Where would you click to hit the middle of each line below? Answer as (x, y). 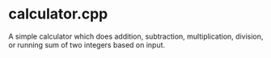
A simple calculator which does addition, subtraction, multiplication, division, (136, 36)
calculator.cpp (58, 14)
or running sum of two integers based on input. (87, 44)
